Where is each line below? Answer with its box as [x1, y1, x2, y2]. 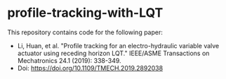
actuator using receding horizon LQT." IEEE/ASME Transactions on [17, 49, 210, 57]
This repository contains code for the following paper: [7, 28, 164, 36]
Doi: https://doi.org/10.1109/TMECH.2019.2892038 [17, 64, 164, 72]
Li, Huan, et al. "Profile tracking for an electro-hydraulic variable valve [17, 41, 220, 50]
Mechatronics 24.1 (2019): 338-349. [17, 56, 121, 64]
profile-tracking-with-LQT [7, 5, 164, 21]
